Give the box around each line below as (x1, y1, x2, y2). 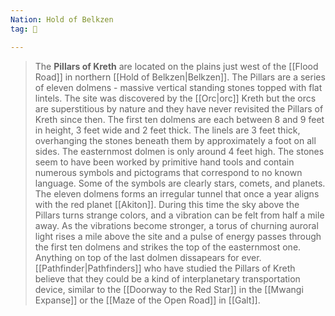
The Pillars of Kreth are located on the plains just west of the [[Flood (34, 60, 319, 72)
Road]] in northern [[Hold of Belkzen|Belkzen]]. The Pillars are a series (34, 71, 326, 83)
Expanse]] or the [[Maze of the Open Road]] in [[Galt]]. (34, 294, 261, 306)
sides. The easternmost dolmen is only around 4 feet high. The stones (34, 145, 325, 157)
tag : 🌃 (10, 24, 38, 34)
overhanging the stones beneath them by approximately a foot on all (34, 134, 317, 146)
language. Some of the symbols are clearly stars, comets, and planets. (34, 177, 326, 189)
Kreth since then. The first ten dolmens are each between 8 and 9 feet (34, 113, 325, 125)
